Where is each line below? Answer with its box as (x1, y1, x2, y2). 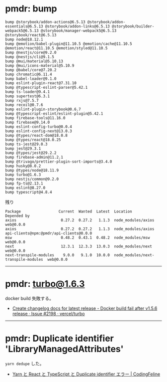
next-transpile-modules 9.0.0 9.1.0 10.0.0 (5, 252, 110, 257)
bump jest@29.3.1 (5, 146, 41, 151)
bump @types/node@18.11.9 (5, 168, 59, 173)
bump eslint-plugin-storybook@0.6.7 (5, 107, 81, 112)
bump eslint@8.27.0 (5, 185, 46, 190)
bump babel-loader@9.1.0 (5, 76, 57, 81)
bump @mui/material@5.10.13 (5, 58, 64, 64)
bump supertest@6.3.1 (5, 93, 50, 99)
